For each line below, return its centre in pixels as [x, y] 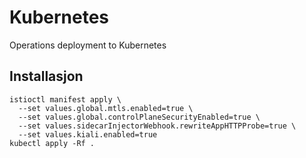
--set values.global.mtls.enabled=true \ [106, 108]
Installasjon [46, 76]
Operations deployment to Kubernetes [88, 45]
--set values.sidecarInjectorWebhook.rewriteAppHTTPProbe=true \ [157, 126]
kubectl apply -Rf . [52, 143]
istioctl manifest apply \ [65, 99]
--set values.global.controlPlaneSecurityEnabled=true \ [139, 117]
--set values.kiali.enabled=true [88, 134]
